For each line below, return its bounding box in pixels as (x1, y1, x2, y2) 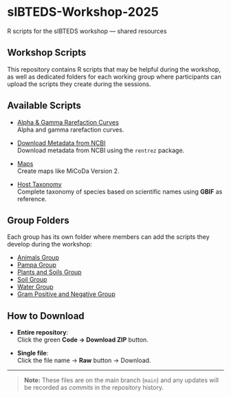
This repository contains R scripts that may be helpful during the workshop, (7, 65, 221, 73)
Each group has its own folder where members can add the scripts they (7, 233, 210, 241)
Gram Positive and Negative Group (16, 290, 115, 298)
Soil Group (16, 275, 47, 284)
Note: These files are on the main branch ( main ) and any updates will (23, 376, 219, 384)
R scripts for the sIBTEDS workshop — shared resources (7, 27, 167, 35)
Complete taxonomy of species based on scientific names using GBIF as (16, 187, 223, 196)
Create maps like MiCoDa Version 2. (16, 167, 120, 175)
